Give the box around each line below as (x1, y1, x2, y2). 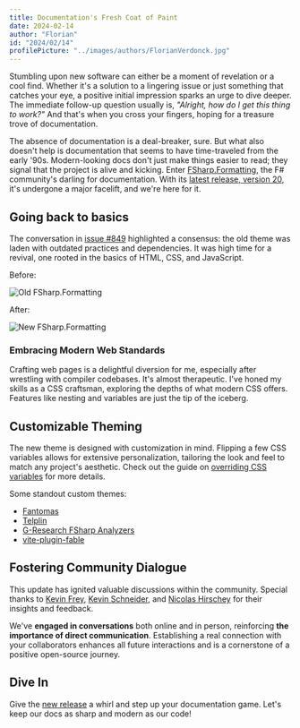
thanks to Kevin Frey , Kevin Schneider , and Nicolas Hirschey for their (9, 593, 262, 604)
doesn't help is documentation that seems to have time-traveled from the (9, 145, 279, 157)
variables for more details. (9, 471, 106, 482)
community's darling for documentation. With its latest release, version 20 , (9, 174, 285, 184)
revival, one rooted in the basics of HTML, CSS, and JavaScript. (9, 252, 244, 262)
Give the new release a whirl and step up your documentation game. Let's (9, 698, 282, 709)
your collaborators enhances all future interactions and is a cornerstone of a (9, 639, 290, 650)
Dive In (9, 675, 49, 690)
